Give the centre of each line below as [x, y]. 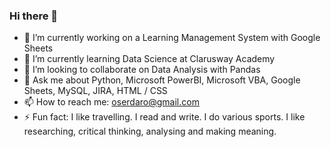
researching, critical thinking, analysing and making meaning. [150, 131]
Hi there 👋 [34, 16]
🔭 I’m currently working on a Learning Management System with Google [172, 38]
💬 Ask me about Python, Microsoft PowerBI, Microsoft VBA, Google [162, 80]
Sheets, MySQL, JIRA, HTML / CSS [95, 91]
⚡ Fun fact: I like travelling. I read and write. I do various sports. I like [164, 117]
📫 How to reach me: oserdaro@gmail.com [111, 102]
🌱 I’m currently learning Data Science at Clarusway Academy [149, 59]
